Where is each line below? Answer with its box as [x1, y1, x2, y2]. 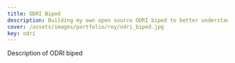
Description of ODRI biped [7, 49, 83, 57]
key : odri [7, 29, 36, 37]
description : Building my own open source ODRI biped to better [7, 17, 199, 24]
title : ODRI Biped [7, 10, 61, 17]
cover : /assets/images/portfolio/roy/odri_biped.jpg [7, 23, 164, 30]
